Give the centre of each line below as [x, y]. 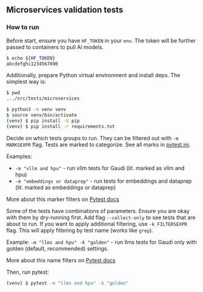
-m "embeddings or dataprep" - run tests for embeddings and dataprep [103, 181]
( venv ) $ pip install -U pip [43, 121]
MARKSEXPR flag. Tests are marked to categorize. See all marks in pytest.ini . [98, 144]
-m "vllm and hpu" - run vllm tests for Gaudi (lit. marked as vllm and [100, 168]
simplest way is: [26, 82]
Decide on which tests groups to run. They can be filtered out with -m [92, 138]
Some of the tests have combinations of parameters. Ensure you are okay [98, 211]
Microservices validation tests [65, 10]
